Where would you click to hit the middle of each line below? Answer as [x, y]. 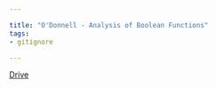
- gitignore [31, 42]
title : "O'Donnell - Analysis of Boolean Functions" [109, 25]
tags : [19, 33]
